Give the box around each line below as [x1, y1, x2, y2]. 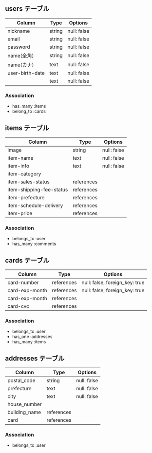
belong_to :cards [12, 109, 46, 114]
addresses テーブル [5, 354, 65, 362]
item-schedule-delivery [7, 202, 63, 208]
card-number [7, 279, 39, 286]
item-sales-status [7, 178, 50, 185]
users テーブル [5, 4, 50, 13]
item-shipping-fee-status [7, 186, 68, 193]
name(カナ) [7, 61, 34, 68]
